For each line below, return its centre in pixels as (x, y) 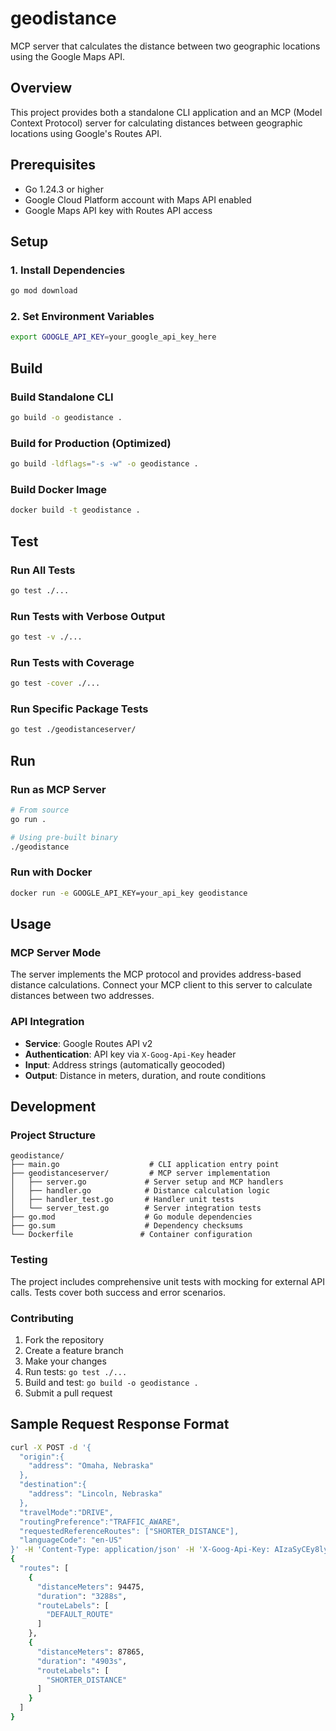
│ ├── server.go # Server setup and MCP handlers (147, 1182)
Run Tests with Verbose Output (88, 616)
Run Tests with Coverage (72, 662)
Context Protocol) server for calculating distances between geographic (156, 123)
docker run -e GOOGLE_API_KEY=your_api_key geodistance (129, 893)
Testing (29, 1260)
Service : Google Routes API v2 (88, 1043)
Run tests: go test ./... (76, 1371)
